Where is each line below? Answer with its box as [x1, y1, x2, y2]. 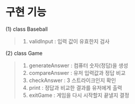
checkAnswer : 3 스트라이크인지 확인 [28, 77, 117, 84]
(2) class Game [5, 49, 43, 56]
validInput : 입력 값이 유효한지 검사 [28, 37, 110, 45]
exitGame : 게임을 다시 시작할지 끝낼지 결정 [28, 92, 130, 99]
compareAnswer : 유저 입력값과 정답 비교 [28, 69, 126, 76]
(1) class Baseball [5, 25, 48, 33]
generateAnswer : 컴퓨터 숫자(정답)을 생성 [28, 62, 128, 69]
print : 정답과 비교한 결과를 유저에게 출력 [28, 84, 123, 91]
